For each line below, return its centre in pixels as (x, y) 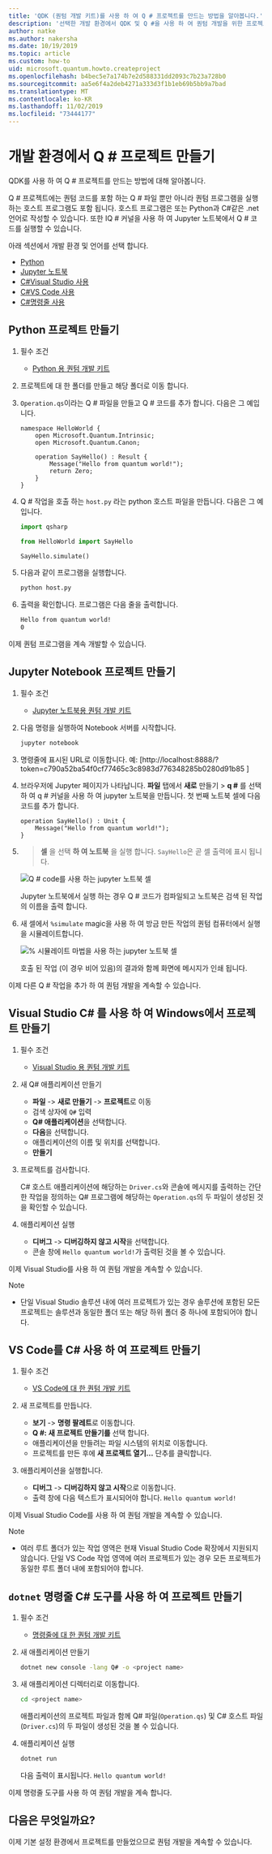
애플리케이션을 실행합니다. (62, 1471)
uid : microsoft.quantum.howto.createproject (85, 69)
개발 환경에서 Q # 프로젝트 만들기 (112, 157)
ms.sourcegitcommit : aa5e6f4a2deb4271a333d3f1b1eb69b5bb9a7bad (117, 84)
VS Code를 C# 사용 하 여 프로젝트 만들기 (104, 1350)
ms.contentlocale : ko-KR (50, 99)
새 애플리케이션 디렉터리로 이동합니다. (80, 1684)
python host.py (46, 588)
